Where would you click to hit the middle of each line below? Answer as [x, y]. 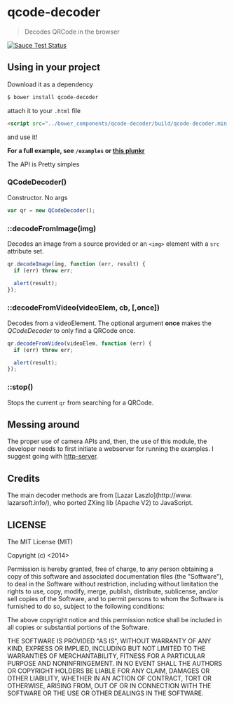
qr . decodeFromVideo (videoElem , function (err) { [80, 343]
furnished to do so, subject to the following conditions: [86, 606]
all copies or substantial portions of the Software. [78, 627]
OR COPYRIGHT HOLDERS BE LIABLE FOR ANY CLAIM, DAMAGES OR [109, 671]
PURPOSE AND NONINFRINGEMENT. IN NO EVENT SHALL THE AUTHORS [115, 663]
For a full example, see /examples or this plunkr [76, 150]
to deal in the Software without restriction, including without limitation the [113, 584]
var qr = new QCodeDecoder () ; [51, 210]
